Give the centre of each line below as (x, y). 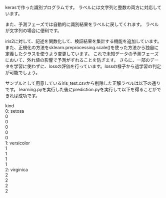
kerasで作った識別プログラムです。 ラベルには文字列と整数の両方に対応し (81, 7)
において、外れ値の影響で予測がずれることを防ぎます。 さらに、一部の (77, 60)
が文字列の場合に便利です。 (33, 31)
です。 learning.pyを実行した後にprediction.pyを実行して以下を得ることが (81, 89)
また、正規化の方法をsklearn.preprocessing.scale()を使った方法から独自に (82, 47)
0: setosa (15, 111)
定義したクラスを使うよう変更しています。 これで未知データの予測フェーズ (82, 54)
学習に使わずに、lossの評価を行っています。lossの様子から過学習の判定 (87, 66)
